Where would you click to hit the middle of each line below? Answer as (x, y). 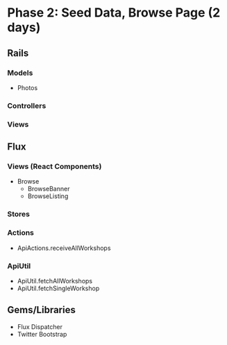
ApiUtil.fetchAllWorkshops (55, 281)
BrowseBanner (49, 189)
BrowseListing (48, 196)
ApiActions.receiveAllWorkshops (64, 248)
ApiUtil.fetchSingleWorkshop (58, 288)
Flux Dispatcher (40, 326)
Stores (18, 214)
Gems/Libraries (42, 310)
